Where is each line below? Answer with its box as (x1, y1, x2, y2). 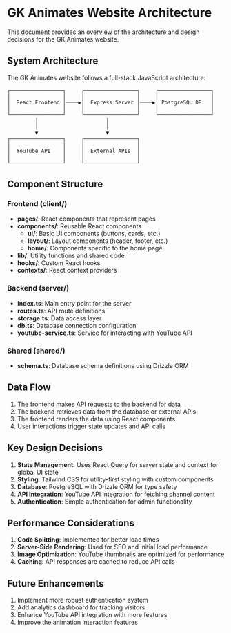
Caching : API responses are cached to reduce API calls (17, 558, 175, 566)
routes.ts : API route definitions (17, 306, 106, 315)
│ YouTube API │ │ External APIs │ (7, 147, 140, 154)
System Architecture (7, 55, 99, 67)
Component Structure (7, 178, 103, 190)
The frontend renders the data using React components (17, 414, 176, 423)
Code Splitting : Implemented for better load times (17, 535, 159, 544)
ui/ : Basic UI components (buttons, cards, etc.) (27, 230, 161, 238)
